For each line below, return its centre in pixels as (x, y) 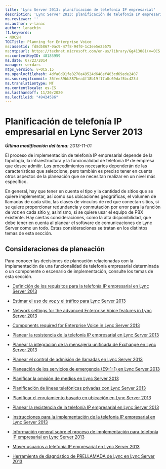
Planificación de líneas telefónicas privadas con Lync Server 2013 (79, 388)
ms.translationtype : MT (30, 83)
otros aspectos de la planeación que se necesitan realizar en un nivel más (80, 177)
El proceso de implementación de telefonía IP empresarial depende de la (79, 155)
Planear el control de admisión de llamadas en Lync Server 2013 (78, 359)
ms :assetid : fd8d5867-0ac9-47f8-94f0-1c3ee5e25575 (58, 47)
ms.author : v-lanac (25, 23)
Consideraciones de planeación (55, 249)
